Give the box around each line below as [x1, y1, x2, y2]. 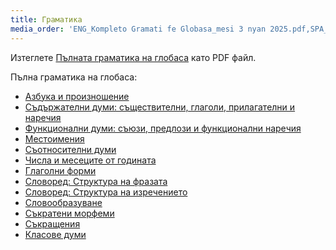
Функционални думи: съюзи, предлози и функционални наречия [24, 122, 302, 134]
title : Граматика [10, 14, 83, 25]
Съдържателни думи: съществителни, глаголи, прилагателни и [24, 101, 296, 113]
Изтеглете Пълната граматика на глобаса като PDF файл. [10, 51, 257, 63]
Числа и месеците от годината [24, 154, 157, 166]
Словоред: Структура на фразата [24, 175, 168, 187]
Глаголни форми [24, 164, 97, 176]
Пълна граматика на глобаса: [10, 71, 138, 83]
